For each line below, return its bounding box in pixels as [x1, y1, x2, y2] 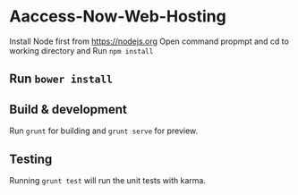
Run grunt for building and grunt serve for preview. [9, 125, 199, 136]
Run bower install [9, 72, 114, 87]
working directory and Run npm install [9, 45, 154, 55]
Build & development [9, 101, 127, 117]
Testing [9, 151, 53, 166]
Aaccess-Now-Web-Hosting [9, 6, 226, 27]
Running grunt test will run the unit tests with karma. [9, 174, 206, 185]
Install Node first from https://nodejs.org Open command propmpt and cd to [9, 36, 289, 47]
